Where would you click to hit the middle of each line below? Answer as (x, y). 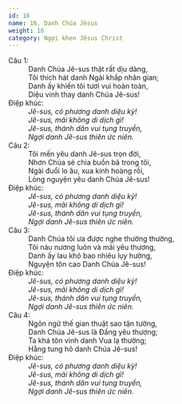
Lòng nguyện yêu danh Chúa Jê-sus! (89, 180)
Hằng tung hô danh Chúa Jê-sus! (83, 349)
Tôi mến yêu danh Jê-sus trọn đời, (85, 154)
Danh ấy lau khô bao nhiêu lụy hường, (91, 255)
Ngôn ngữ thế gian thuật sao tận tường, (93, 323)
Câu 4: (19, 315)
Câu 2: (19, 145)
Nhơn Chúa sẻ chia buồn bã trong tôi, (90, 162)
